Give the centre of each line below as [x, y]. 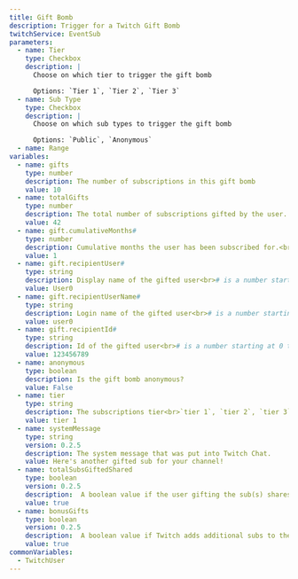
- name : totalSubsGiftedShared [75, 470]
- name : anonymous [51, 363]
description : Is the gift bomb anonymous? [105, 379]
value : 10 [43, 190]
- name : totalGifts [53, 198]
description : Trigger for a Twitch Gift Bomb [94, 26]
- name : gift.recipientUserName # [79, 297]
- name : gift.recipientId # [67, 330]
